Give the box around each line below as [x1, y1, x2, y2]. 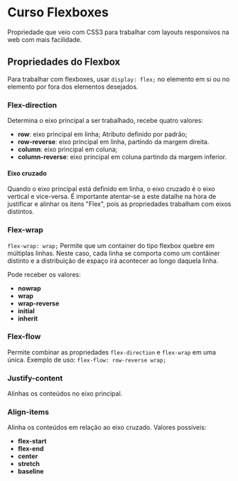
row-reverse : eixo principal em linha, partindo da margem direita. [17, 138, 210, 146]
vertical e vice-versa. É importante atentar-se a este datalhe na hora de [7, 193, 217, 201]
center [17, 452, 38, 460]
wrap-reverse [17, 299, 60, 308]
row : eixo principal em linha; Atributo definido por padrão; [17, 130, 188, 139]
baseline [17, 467, 44, 476]
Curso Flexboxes [7, 4, 109, 21]
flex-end [17, 445, 44, 453]
